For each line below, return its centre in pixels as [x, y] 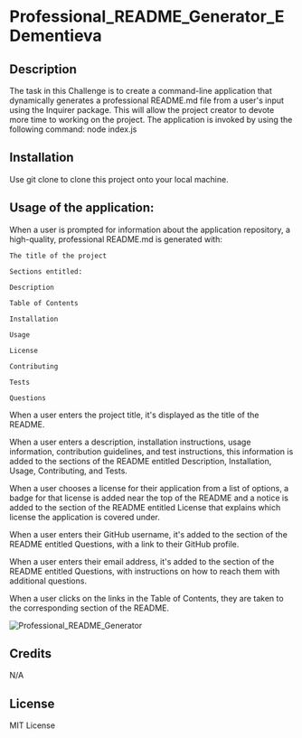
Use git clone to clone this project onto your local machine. [119, 179]
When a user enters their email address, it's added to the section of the [142, 561]
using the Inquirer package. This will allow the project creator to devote [142, 110]
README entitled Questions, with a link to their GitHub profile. [124, 544]
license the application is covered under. [85, 517]
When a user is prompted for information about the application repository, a [150, 229]
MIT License [33, 725]
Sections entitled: [46, 271]
